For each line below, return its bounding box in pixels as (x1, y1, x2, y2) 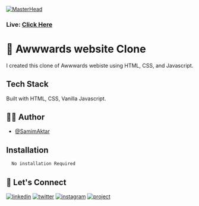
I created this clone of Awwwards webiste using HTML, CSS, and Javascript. (6, 62, 194, 69)
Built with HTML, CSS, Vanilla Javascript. (6, 95, 106, 102)
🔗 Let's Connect (6, 177, 67, 187)
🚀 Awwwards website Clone (6, 42, 147, 56)
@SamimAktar (14, 128, 50, 135)
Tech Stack (6, 79, 49, 89)
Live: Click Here (6, 20, 53, 28)
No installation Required (11, 161, 76, 167)
